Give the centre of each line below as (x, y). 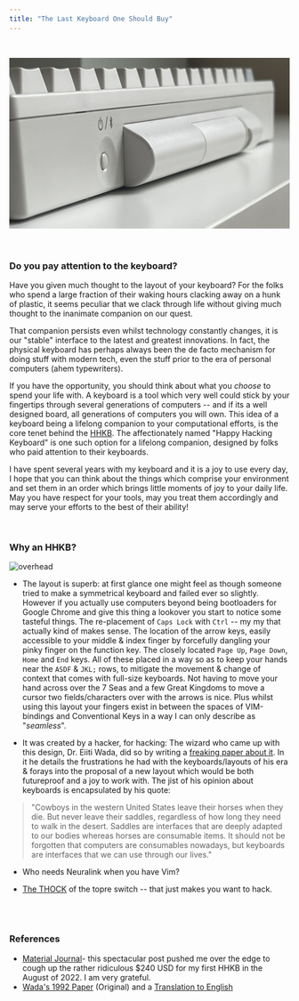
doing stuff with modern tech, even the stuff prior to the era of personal (140, 359)
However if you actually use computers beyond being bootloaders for (149, 603)
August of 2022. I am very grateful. (86, 977)
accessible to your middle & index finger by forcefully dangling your (146, 641)
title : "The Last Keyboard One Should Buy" (91, 19)
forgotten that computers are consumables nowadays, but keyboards (158, 845)
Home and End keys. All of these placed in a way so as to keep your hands (154, 659)
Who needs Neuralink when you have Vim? (101, 872)
